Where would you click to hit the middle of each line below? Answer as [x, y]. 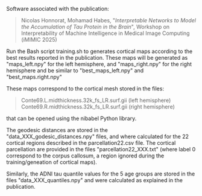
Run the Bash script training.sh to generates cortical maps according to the [99, 51]
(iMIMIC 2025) [39, 40]
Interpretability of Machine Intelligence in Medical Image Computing [105, 33]
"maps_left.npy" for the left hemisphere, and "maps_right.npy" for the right [99, 64]
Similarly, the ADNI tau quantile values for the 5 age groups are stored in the [101, 174]
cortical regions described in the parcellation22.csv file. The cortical [91, 143]
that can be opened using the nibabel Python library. [71, 118]
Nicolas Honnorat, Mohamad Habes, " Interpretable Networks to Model [108, 20]
